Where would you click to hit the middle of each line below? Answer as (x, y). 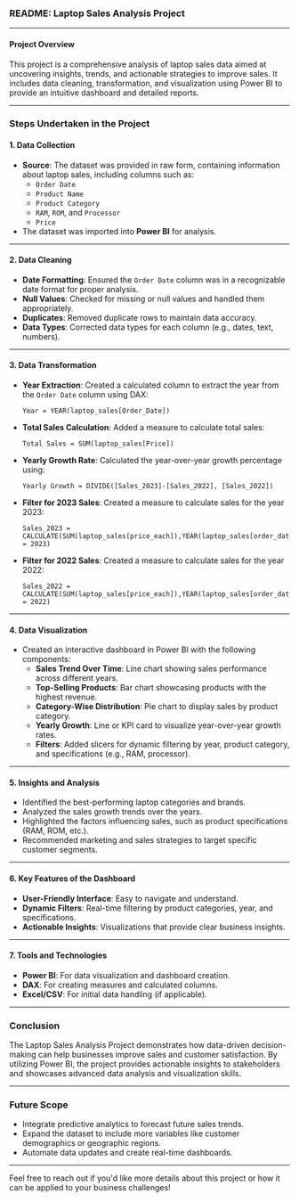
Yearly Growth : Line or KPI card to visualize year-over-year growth (158, 725)
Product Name (60, 194)
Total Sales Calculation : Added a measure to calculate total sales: (143, 428)
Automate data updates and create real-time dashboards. (127, 1153)
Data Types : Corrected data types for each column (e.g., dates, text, (148, 327)
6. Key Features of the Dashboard (73, 879)
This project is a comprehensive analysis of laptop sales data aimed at (138, 64)
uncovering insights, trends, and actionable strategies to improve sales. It (143, 73)
